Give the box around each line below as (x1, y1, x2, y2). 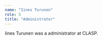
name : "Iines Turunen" (5, 7, 53, 12)
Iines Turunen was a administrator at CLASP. (5, 30, 98, 36)
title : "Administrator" (5, 16, 56, 21)
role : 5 (5, 12, 21, 17)
